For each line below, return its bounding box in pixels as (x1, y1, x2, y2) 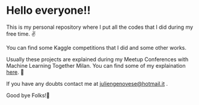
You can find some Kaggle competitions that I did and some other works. (6, 44, 187, 51)
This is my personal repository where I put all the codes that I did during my (6, 23, 194, 31)
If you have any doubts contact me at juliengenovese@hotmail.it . (6, 80, 168, 87)
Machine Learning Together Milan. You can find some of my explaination (6, 62, 186, 69)
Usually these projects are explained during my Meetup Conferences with (6, 55, 189, 63)
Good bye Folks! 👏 (6, 91, 50, 99)
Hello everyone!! (6, 4, 91, 17)
